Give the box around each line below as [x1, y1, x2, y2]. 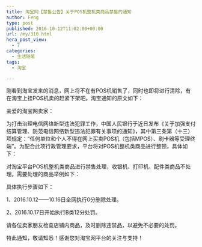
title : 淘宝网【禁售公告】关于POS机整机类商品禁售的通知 [6, 8, 132, 15]
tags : [6, 59, 20, 65]
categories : [6, 48, 36, 54]
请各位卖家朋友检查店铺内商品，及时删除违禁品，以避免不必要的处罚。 [6, 222, 180, 229]
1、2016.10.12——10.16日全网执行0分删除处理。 [6, 196, 122, 203]
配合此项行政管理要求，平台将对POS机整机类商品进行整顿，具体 [24, 142, 183, 150]
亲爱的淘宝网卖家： [6, 108, 54, 115]
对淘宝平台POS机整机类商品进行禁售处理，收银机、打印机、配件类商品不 [6, 163, 186, 170]
